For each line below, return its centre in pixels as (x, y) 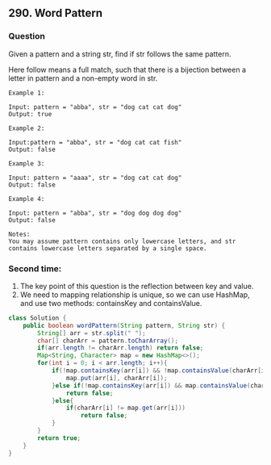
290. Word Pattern (56, 13)
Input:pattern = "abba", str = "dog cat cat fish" (95, 142)
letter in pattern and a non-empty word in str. (83, 78)
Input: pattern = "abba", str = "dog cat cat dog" (95, 107)
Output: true (30, 114)
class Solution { (38, 318)
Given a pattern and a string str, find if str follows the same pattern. (120, 54)
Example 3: (27, 163)
